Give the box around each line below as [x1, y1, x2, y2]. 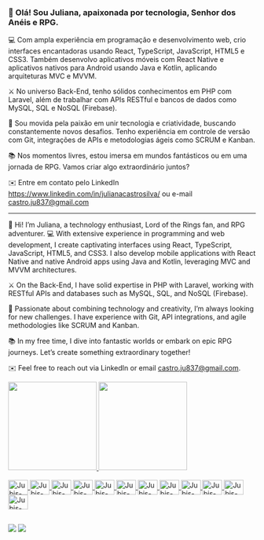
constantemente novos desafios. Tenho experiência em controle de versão [8, 127, 251, 137]
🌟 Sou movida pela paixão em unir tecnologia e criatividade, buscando [8, 119, 236, 128]
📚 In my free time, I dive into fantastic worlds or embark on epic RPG [8, 337, 233, 346]
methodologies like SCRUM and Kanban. [8, 321, 140, 330]
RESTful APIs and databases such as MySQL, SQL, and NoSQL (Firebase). [8, 289, 248, 298]
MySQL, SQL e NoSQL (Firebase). [8, 104, 118, 113]
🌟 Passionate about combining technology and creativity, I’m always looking [8, 304, 254, 313]
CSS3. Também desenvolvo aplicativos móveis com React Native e [8, 55, 224, 64]
